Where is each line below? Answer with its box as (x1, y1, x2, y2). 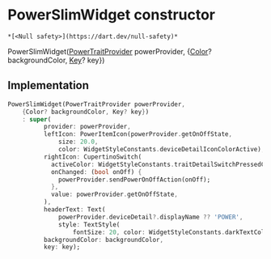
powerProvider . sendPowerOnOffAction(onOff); (58, 176, 211, 184)
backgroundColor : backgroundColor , (43, 236, 163, 244)
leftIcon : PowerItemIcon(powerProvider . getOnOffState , (43, 130, 232, 138)
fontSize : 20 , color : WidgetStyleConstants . (72, 228, 226, 236)
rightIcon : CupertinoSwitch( (43, 152, 142, 161)
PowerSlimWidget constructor (7, 6, 216, 24)
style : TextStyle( (58, 220, 121, 228)
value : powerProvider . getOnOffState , (50, 190, 179, 199)
